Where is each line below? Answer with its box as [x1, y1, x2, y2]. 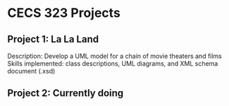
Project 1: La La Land [7, 33, 99, 45]
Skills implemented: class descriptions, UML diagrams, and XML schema [7, 59, 218, 68]
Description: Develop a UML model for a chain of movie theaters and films [7, 52, 222, 60]
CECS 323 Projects [7, 5, 121, 21]
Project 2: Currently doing [7, 87, 124, 100]
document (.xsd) [7, 67, 56, 75]
